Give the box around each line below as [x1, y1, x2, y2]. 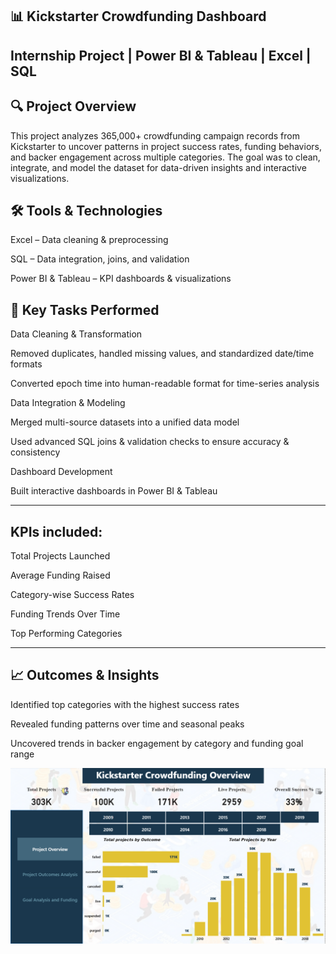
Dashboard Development [10, 466, 113, 478]
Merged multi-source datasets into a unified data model [10, 416, 240, 428]
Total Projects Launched [10, 550, 111, 562]
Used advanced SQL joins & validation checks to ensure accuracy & [10, 436, 290, 448]
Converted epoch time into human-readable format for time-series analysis [10, 378, 320, 390]
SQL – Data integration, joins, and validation [10, 253, 190, 265]
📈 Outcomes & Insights [10, 667, 160, 684]
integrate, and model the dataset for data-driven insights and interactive [10, 161, 307, 173]
